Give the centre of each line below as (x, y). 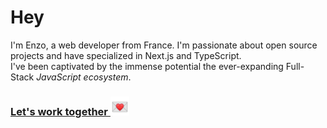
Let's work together (59, 111)
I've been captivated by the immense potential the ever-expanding (147, 66)
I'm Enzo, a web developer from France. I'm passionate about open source (164, 45)
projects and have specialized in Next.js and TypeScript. (126, 55)
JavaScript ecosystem (82, 77)
